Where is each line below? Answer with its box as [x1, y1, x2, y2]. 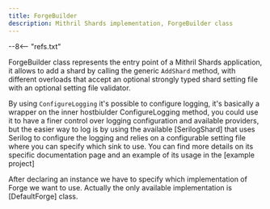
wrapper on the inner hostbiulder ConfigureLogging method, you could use [8, 107, 259, 117]
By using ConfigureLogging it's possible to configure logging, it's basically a [8, 98, 260, 108]
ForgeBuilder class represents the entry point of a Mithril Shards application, [8, 57, 263, 67]
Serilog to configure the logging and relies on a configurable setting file [8, 132, 247, 142]
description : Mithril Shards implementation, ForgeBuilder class [8, 19, 233, 27]
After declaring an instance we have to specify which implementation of [8, 174, 248, 184]
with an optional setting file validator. [8, 82, 131, 93]
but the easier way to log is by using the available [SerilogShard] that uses [8, 124, 255, 134]
